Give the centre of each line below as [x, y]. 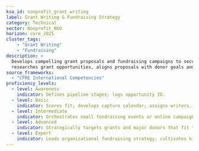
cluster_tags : [24, 39]
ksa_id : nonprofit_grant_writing [47, 12]
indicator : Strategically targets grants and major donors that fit [103, 128]
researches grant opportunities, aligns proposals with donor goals [98, 67]
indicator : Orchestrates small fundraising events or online [94, 117]
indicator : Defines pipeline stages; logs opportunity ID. [91, 95]
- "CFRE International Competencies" [58, 78]
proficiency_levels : [32, 84]
